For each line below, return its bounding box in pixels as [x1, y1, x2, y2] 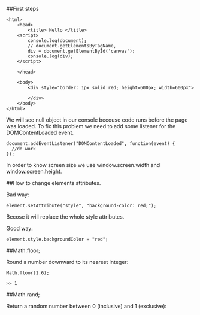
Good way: [6, 225, 33, 232]
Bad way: [6, 191, 29, 198]
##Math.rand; [6, 291, 40, 298]
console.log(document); [28, 38, 87, 44]
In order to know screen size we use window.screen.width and [6, 162, 160, 168]
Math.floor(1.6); [6, 270, 50, 276]
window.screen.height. [6, 168, 62, 175]
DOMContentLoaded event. [6, 129, 74, 136]
